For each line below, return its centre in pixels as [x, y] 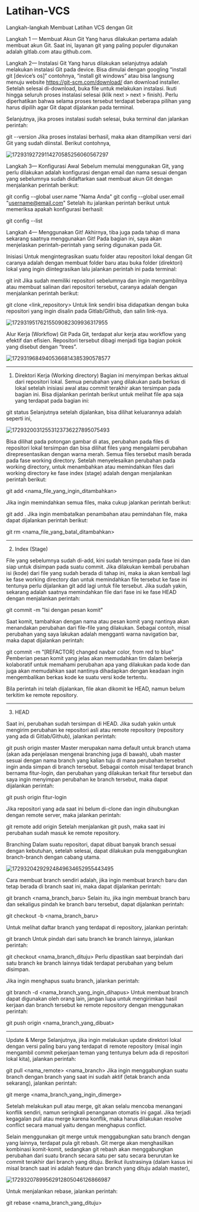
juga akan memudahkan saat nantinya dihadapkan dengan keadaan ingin [95, 671]
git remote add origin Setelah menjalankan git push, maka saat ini [86, 826]
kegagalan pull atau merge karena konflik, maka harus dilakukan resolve [94, 1119]
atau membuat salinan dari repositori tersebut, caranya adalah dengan [92, 287]
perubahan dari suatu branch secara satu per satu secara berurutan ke [93, 1156]
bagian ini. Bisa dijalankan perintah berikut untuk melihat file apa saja [99, 394]
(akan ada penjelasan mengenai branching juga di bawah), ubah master [94, 754]
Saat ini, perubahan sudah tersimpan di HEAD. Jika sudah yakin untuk [91, 723]
